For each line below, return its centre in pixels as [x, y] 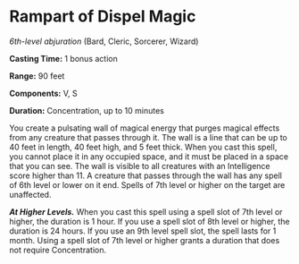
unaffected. [30, 194]
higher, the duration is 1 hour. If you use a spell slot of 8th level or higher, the [149, 221]
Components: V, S [43, 93]
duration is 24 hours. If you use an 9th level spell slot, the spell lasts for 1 [143, 231]
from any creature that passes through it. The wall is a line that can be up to [148, 137]
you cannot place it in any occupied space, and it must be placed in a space [149, 156]
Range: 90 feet [37, 76]
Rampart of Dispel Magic [103, 17]
